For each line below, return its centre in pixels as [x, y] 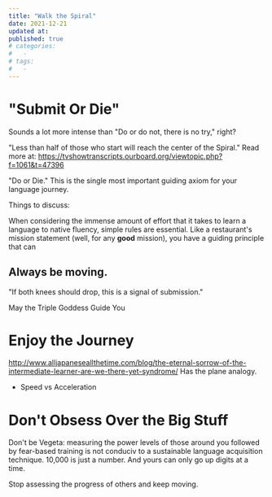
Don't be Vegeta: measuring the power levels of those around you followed [134, 443]
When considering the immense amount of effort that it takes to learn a [127, 220]
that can [22, 246]
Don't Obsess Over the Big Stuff [118, 420]
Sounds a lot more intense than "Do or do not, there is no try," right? [122, 132]
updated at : [29, 31]
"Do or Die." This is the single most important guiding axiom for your [123, 181]
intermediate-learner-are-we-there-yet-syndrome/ [94, 372]
